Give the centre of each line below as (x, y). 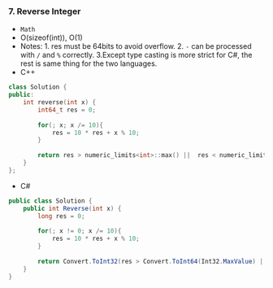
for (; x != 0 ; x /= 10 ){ (80, 231)
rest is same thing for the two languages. (89, 63)
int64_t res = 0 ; (67, 110)
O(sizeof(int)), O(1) (51, 37)
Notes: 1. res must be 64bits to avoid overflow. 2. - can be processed (136, 46)
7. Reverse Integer (45, 11)
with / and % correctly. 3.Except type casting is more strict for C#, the (136, 55)
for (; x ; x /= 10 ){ (71, 125)
